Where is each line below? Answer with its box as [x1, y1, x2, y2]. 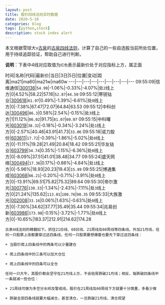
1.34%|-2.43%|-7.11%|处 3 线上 [44, 185, 106, 190]
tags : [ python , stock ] [5, 26, 50, 31]
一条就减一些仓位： [5, 276, 39, 281]
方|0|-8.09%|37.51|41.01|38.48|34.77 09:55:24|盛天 [5, 153, 111, 159]
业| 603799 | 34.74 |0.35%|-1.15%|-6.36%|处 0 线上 [5, 147, 103, 153]
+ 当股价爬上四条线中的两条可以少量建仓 [5, 242, 77, 247]
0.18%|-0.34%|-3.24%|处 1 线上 [42, 122, 106, 128]
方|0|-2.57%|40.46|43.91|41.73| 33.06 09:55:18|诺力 [5, 128, 111, 134]
